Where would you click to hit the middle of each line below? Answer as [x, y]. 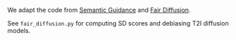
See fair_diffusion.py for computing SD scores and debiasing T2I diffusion [118, 23]
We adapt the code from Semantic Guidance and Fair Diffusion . [99, 10]
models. [19, 31]
